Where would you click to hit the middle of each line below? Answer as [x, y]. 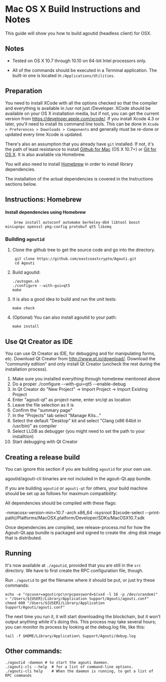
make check [23, 308]
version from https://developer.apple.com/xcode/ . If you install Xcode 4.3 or [82, 118]
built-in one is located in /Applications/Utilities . [63, 76]
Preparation [24, 91]
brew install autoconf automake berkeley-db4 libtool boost [77, 223]
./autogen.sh [26, 282]
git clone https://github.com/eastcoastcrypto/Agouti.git [76, 259]
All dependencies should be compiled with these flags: [61, 503]
